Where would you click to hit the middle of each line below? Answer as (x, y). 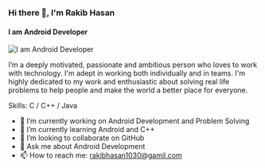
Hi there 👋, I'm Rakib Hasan (62, 13)
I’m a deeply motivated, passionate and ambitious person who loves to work (133, 65)
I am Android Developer (48, 32)
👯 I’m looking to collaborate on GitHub (82, 138)
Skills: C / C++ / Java (43, 106)
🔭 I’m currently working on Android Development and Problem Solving (134, 121)
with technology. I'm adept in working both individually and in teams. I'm (127, 73)
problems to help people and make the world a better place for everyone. (128, 90)
